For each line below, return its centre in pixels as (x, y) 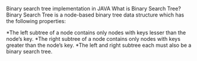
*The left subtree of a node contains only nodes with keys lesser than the (96, 33)
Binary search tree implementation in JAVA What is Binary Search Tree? (93, 9)
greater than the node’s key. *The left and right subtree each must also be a (99, 45)
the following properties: (36, 21)
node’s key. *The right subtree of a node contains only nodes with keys (93, 39)
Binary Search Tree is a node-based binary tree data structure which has (95, 15)
